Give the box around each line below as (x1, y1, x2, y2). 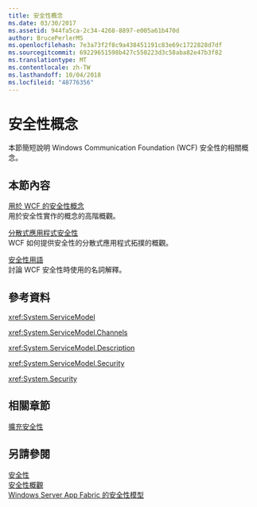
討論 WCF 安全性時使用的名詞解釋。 (8, 265, 127, 275)
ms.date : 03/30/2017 (8, 19, 77, 27)
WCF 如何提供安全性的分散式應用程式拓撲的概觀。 (8, 238, 173, 248)
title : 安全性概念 (8, 11, 64, 20)
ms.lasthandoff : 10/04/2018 (8, 71, 102, 79)
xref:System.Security (8, 374, 78, 383)
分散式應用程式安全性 (8, 228, 78, 238)
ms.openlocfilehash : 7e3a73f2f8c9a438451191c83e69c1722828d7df (8, 41, 223, 49)
